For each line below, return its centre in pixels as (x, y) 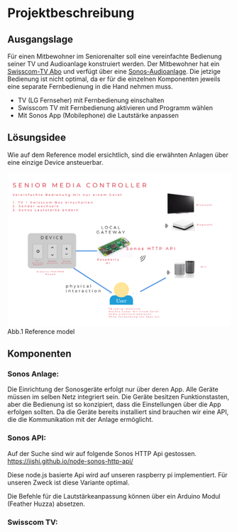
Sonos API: (27, 438)
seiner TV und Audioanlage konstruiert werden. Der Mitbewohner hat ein (114, 64)
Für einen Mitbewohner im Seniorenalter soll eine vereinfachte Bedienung (115, 56)
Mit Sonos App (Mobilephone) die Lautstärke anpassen (98, 115)
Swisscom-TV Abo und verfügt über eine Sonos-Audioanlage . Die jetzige (114, 71)
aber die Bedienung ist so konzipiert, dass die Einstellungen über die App (114, 405)
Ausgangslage (40, 39)
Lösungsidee (37, 137)
